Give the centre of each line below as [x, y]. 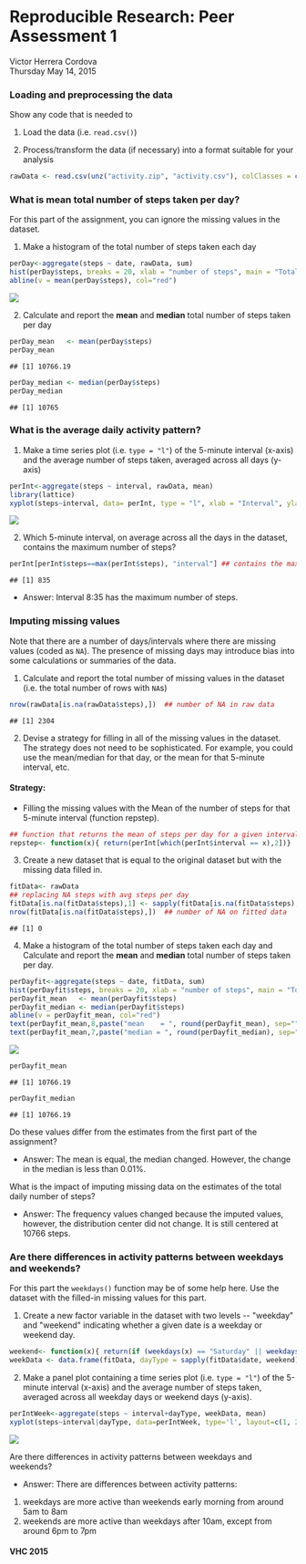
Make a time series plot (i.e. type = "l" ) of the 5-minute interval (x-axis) [158, 450]
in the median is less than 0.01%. [84, 1168]
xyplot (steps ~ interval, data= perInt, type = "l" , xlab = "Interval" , [146, 503]
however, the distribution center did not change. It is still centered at [151, 1223]
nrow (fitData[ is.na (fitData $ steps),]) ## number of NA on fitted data [148, 912]
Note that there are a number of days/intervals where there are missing [143, 641]
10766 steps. [46, 1233]
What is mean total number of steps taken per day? [125, 200]
